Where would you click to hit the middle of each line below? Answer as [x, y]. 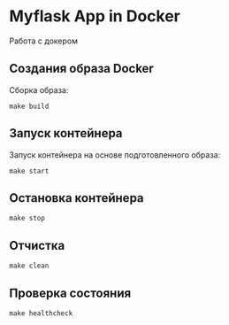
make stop [27, 219]
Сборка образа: [39, 89]
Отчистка [37, 245]
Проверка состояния [70, 293]
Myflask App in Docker [95, 16]
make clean [29, 266]
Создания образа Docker [82, 69]
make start [29, 171]
